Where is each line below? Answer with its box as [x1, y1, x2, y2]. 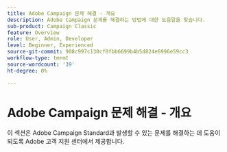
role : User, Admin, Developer [7, 36, 94, 42]
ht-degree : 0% [7, 67, 48, 74]
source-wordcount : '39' [7, 61, 75, 68]
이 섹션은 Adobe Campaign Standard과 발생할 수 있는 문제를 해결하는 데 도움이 [7, 129, 221, 137]
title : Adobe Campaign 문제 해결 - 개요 [7, 10, 115, 17]
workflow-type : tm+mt [7, 55, 69, 62]
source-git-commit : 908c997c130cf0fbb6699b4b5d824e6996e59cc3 [7, 49, 189, 55]
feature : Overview [7, 29, 60, 36]
